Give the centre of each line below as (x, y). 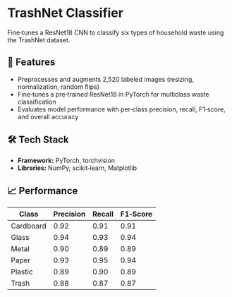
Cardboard (29, 226)
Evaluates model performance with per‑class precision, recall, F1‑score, (121, 109)
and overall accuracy (48, 116)
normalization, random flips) (59, 87)
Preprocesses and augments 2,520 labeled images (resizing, (105, 79)
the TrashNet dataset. (39, 40)
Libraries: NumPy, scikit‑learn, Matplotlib (77, 168)
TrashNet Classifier (65, 13)
